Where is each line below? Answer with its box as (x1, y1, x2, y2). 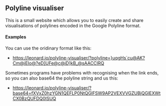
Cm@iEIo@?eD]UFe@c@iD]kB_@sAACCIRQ (12, 60, 105, 66)
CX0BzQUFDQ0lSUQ (12, 95, 56, 101)
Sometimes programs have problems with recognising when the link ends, (5, 70, 159, 76)
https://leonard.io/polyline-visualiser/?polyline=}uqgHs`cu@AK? (12, 55, 145, 61)
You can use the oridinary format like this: (5, 45, 92, 51)
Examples (5, 34, 27, 40)
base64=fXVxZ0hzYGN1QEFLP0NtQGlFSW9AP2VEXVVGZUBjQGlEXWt (12, 90, 161, 96)
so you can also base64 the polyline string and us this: (5, 75, 118, 81)
